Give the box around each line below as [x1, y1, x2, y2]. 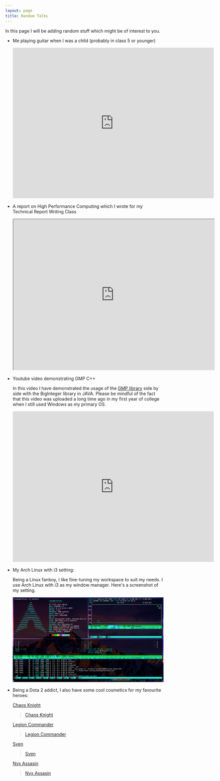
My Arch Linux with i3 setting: [12, 567, 74, 573]
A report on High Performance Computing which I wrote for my [12, 203, 143, 209]
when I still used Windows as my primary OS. [12, 401, 106, 407]
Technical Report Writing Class [12, 208, 77, 214]
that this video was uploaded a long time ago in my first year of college [12, 396, 160, 402]
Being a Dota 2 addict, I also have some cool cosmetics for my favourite [12, 687, 162, 693]
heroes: [12, 692, 29, 698]
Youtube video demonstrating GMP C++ [12, 375, 96, 381]
